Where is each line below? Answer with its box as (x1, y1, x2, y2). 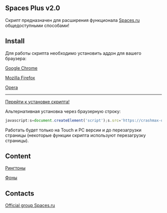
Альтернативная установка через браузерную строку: (5, 108, 121, 114)
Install (5, 37, 25, 45)
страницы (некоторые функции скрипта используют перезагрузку (5, 132, 146, 138)
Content (5, 152, 31, 160)
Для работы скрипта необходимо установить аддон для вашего (5, 50, 142, 56)
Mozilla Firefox (5, 75, 35, 81)
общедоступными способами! (5, 22, 70, 28)
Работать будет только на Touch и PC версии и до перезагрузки (5, 127, 142, 133)
